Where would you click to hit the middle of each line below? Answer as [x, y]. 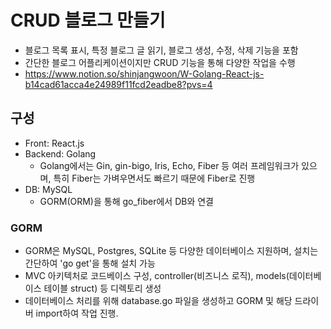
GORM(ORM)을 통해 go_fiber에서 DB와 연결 [126, 201]
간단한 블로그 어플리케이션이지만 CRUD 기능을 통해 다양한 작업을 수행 [160, 62]
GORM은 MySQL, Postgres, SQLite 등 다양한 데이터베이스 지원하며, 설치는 [171, 251]
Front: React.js [54, 143]
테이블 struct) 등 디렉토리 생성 [102, 288]
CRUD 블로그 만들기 [88, 20]
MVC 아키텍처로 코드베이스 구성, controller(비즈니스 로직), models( [157, 276]
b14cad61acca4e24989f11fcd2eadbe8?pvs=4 [118, 84]
